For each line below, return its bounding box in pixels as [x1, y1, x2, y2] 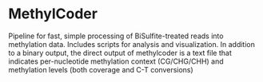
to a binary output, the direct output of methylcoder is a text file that [8, 48, 232, 57]
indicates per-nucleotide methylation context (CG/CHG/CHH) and [8, 57, 224, 66]
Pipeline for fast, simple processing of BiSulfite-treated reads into [8, 31, 224, 41]
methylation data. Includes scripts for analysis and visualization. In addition [8, 39, 256, 49]
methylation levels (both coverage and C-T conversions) [8, 64, 193, 74]
